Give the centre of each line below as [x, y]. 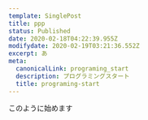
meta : [17, 62]
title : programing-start [58, 84]
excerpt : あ [28, 54]
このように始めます [41, 108]
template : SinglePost [45, 16]
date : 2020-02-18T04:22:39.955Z [63, 39]
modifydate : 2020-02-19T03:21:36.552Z [74, 46]
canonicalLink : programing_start [72, 69]
